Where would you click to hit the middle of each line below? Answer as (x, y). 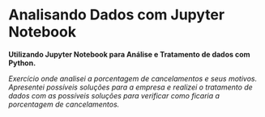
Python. (22, 63)
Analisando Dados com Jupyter (117, 15)
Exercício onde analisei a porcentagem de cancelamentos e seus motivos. (133, 78)
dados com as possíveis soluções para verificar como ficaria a (114, 95)
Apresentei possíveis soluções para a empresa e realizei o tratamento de (130, 87)
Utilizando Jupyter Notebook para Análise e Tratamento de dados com (129, 54)
